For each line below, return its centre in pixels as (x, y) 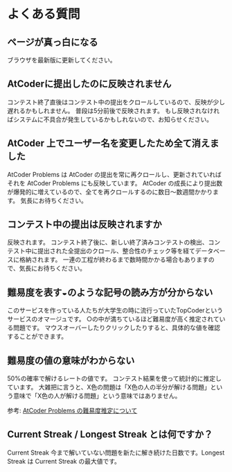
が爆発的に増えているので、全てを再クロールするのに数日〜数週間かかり (110, 192)
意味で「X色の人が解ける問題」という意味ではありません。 (97, 396)
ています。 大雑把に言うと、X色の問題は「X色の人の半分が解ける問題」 (109, 387)
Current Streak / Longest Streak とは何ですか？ (110, 435)
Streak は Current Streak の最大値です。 (64, 461)
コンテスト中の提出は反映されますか (84, 225)
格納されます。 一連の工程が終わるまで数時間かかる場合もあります (114, 260)
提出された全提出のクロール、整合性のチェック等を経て (116, 251)
